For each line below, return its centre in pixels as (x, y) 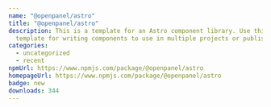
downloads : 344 (34, 91)
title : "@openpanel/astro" (54, 23)
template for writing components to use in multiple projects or (128, 38)
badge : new (27, 83)
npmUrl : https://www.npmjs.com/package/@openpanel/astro (106, 68)
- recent (30, 61)
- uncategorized (43, 53)
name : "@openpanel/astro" (52, 16)
